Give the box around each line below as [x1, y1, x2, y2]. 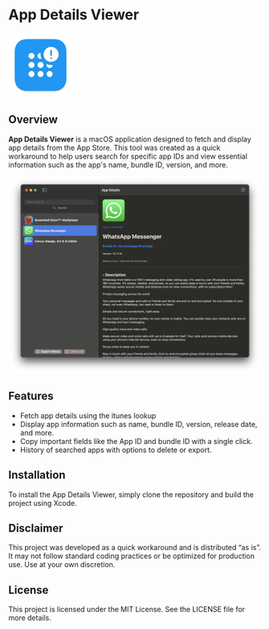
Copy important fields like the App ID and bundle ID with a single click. [19, 436, 253, 446]
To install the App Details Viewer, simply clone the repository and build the [8, 489, 255, 499]
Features [8, 389, 54, 403]
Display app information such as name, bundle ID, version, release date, [19, 419, 258, 429]
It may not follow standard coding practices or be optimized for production [8, 551, 255, 561]
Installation [8, 468, 66, 482]
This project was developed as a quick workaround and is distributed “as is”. [8, 543, 261, 553]
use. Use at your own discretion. [8, 560, 116, 569]
